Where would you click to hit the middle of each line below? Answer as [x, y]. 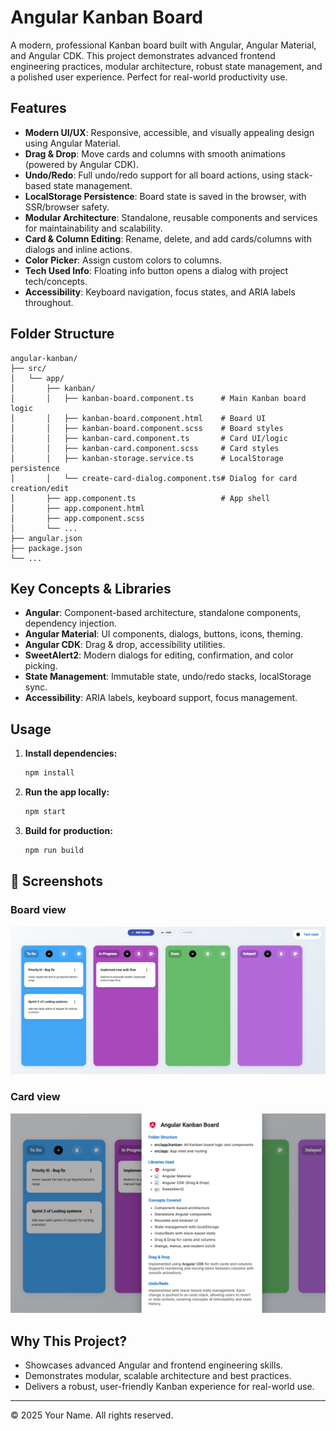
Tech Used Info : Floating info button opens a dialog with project [156, 270]
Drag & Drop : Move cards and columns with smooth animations [155, 153]
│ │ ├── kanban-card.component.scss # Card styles [145, 448]
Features [38, 108]
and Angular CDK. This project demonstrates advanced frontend [143, 55]
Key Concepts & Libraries [91, 588]
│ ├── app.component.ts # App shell [140, 498]
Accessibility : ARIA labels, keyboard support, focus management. [161, 698]
